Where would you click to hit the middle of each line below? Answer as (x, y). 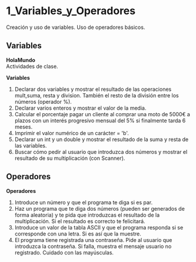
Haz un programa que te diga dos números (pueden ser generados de (100, 208)
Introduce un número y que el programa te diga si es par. (84, 202)
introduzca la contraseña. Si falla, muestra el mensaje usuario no (93, 246)
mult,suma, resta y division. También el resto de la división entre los (97, 95)
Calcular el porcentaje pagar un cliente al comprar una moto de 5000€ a (102, 114)
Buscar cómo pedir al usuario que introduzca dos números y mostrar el (101, 152)
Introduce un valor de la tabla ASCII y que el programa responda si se (99, 227)
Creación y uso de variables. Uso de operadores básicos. (76, 27)
